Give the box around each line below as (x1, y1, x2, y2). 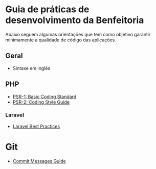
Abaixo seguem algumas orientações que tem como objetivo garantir (5, 31, 151, 37)
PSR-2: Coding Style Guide (12, 99, 70, 105)
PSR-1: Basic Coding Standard (12, 93, 77, 100)
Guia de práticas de (5, 4, 90, 15)
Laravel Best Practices (12, 123, 60, 129)
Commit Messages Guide (12, 158, 66, 164)
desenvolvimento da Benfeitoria (5, 14, 144, 26)
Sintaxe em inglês (12, 65, 50, 71)
